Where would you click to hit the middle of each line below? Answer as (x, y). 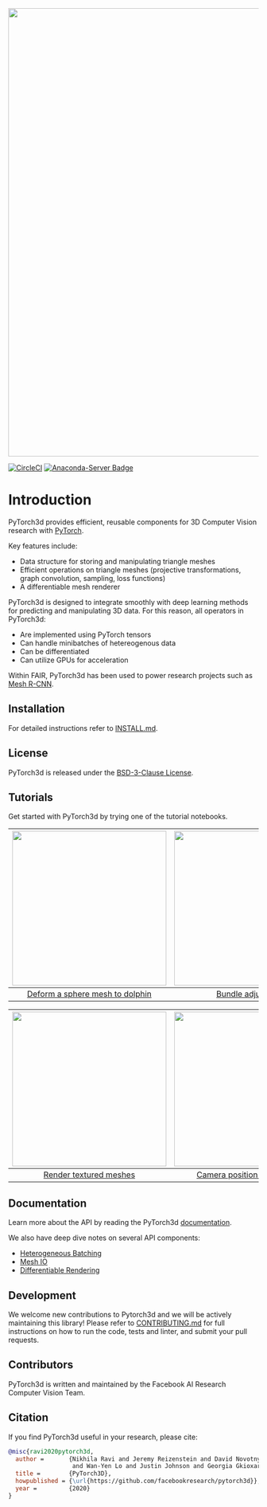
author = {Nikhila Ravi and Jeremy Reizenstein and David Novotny (138, 1459)
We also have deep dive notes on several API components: (104, 1238)
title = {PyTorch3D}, (64, 1474)
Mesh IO (33, 1262)
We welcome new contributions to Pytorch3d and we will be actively (120, 1315)
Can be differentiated (54, 651)
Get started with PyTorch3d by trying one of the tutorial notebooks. (118, 817)
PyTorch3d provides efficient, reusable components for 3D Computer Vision (132, 522)
